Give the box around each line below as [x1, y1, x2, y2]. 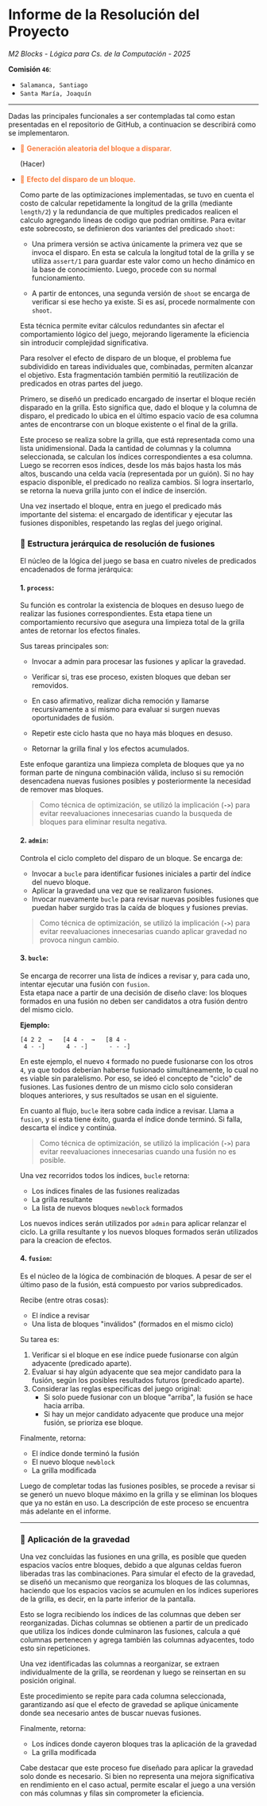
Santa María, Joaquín [19, 89, 91, 97]
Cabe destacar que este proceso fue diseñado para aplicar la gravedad [19, 1763, 253, 1773]
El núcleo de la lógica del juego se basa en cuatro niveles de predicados [19, 556, 257, 566]
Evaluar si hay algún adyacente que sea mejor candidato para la [31, 1367, 242, 1376]
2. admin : [19, 835, 49, 846]
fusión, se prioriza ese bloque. [43, 1418, 143, 1427]
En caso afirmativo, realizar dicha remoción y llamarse [31, 696, 209, 706]
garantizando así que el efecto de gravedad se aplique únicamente [19, 1700, 239, 1710]
